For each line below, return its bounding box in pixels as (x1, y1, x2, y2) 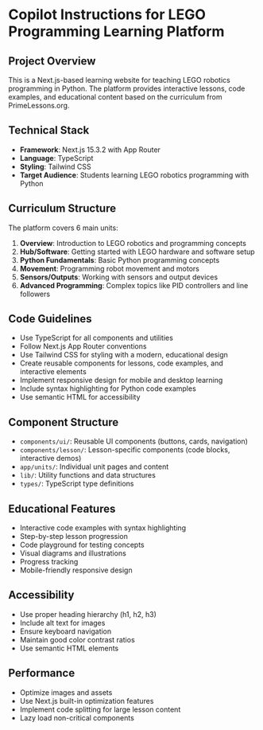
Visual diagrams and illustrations (19, 548, 127, 558)
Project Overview (8, 54, 96, 68)
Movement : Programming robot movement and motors (19, 264, 200, 273)
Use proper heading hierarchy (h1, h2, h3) (19, 609, 157, 619)
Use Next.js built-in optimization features (19, 696, 154, 705)
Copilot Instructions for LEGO (8, 6, 207, 24)
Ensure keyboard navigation (19, 627, 112, 636)
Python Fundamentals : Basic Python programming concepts (19, 255, 220, 264)
